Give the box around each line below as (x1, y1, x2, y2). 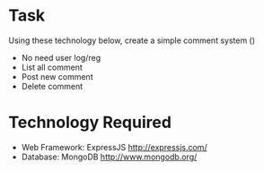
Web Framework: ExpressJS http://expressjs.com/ (21, 141, 207, 152)
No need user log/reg (21, 52, 101, 63)
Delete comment (21, 81, 84, 91)
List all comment (21, 62, 83, 73)
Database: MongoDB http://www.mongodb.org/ (21, 151, 198, 162)
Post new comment (21, 71, 93, 81)
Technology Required (8, 113, 172, 133)
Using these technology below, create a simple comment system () (8, 35, 256, 46)
